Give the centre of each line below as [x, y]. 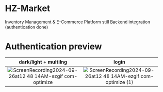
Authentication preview [54, 47]
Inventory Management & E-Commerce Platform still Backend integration [78, 22]
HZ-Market [28, 8]
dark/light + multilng [43, 62]
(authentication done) [27, 27]
